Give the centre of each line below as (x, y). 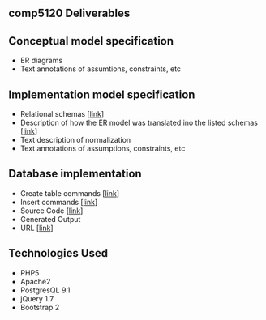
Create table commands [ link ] (70, 193)
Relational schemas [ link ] (62, 114)
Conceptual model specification (91, 41)
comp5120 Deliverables (69, 13)
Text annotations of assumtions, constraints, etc (100, 69)
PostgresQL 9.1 (45, 290)
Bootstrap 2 (40, 307)
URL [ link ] (37, 228)
